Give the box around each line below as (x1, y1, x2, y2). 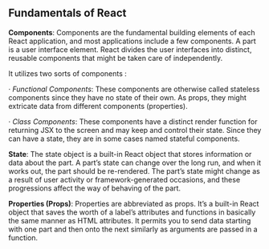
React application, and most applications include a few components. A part (8, 36, 257, 46)
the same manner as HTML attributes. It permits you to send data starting (8, 215, 251, 225)
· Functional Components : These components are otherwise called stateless (8, 84, 260, 94)
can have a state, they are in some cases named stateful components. (8, 134, 240, 143)
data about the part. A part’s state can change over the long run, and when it (8, 158, 262, 167)
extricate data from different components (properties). (8, 101, 188, 110)
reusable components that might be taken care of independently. (8, 53, 223, 62)
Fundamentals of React (8, 6, 127, 20)
